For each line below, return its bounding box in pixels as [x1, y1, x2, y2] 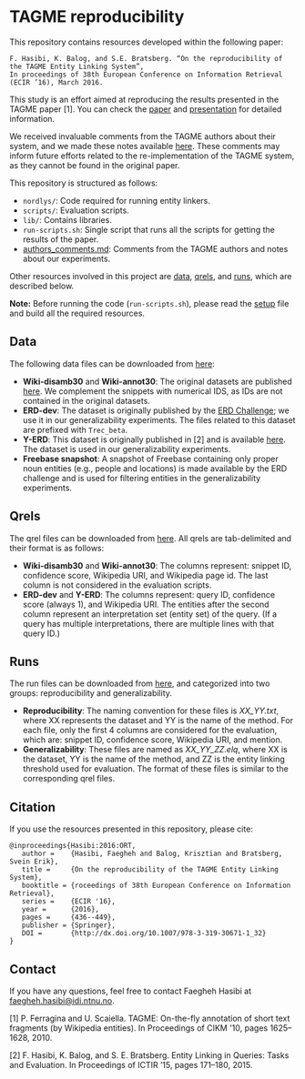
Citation [9, 799, 56, 815]
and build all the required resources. [9, 308, 146, 318]
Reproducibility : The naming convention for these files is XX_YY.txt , [22, 705, 280, 716]
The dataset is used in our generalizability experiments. [22, 443, 231, 454]
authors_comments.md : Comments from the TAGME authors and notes [22, 243, 289, 254]
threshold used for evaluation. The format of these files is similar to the [22, 763, 289, 774]
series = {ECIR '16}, [21, 897, 117, 906]
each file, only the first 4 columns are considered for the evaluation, [22, 725, 278, 736]
